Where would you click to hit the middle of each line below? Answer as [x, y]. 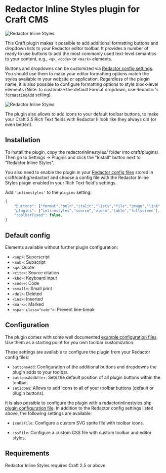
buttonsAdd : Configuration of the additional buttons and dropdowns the [84, 367]
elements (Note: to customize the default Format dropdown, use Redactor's [82, 89]
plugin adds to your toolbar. [40, 372]
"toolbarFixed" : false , [39, 215]
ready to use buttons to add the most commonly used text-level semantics [81, 54]
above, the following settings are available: [49, 413]
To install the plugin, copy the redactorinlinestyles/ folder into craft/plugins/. [82, 152]
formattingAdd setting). [29, 95]
